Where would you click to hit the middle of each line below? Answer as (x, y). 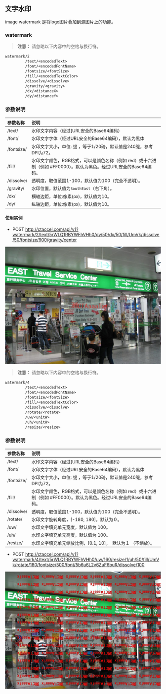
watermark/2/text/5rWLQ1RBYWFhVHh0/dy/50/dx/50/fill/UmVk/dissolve (86, 234)
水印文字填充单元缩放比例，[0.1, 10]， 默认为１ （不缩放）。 (93, 543)
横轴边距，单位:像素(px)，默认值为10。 (72, 196)
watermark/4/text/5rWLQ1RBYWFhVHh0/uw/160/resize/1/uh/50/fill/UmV (86, 560)
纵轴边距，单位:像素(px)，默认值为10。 (72, 204)
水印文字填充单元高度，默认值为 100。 (71, 535)
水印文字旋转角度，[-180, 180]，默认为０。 (77, 519)
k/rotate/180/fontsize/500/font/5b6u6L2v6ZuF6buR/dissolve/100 (78, 565)
